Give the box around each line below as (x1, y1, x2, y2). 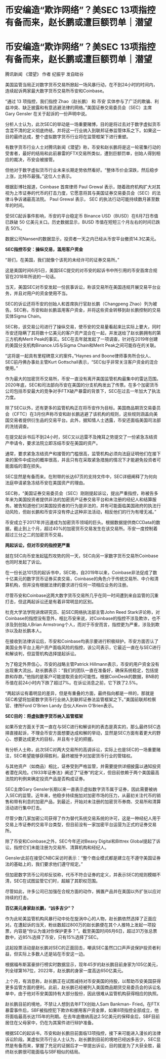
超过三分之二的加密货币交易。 (5, 532, 66, 538)
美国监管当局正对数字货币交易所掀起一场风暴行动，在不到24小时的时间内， (5, 82, 158, 88)
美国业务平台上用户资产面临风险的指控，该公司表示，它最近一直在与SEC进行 (5, 644, 161, 650)
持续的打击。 (5, 895, 31, 900)
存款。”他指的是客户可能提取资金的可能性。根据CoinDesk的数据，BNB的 (13, 674, 159, 680)
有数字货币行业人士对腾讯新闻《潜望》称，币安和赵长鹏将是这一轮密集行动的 (5, 144, 161, 150)
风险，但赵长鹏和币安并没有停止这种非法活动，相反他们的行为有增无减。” (9, 509, 157, 515)
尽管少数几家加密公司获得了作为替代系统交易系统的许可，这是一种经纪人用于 (5, 815, 161, 821)
